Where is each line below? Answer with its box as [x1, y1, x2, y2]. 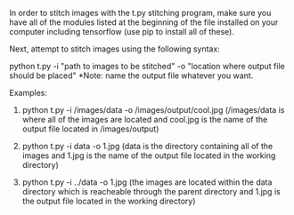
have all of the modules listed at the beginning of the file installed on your [9, 17, 279, 28]
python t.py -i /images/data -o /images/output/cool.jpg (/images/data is [21, 105, 285, 115]
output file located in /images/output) [21, 123, 159, 134]
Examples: [9, 88, 47, 98]
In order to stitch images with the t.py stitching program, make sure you [9, 8, 272, 18]
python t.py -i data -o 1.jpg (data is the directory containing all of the [21, 141, 274, 151]
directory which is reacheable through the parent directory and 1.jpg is [21, 187, 281, 196]
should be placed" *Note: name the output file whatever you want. [9, 70, 254, 81]
